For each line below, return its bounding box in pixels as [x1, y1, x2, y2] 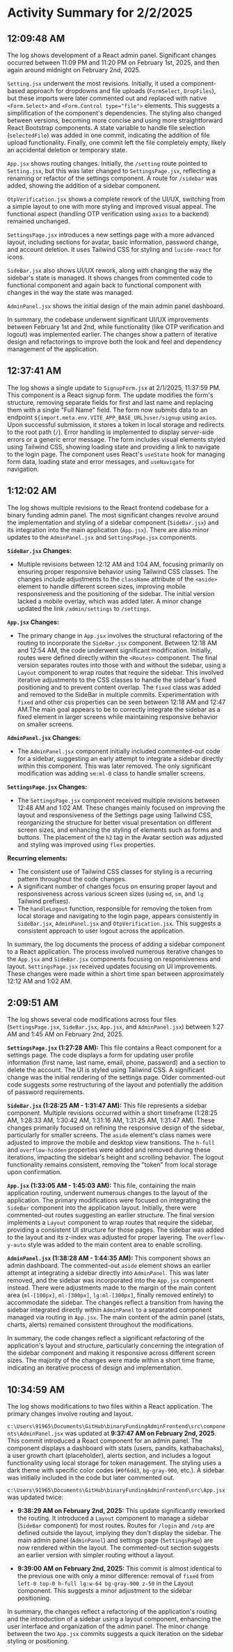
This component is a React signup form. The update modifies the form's [7, 391, 214, 399]
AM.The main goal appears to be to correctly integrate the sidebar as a [17, 705, 220, 714]
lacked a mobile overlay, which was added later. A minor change [17, 597, 202, 605]
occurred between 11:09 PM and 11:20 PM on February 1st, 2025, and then [7, 58, 220, 67]
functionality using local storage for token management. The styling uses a [7, 1459, 222, 1467]
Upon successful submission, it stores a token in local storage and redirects [7, 420, 225, 428]
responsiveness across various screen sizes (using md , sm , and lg [17, 889, 204, 898]
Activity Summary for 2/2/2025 [7, 5, 193, 21]
